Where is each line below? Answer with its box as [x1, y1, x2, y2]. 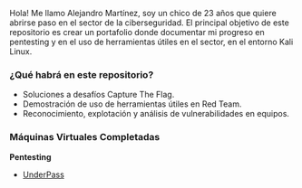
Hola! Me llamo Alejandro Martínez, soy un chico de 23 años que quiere [9, 8, 277, 18]
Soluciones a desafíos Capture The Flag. [22, 89, 175, 100]
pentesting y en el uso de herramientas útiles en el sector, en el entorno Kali [9, 36, 294, 47]
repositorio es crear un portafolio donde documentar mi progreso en [9, 27, 265, 37]
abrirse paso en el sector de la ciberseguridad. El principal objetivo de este [9, 17, 290, 28]
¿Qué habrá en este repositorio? [9, 68, 154, 80]
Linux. [9, 46, 33, 57]
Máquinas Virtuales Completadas [9, 131, 161, 144]
